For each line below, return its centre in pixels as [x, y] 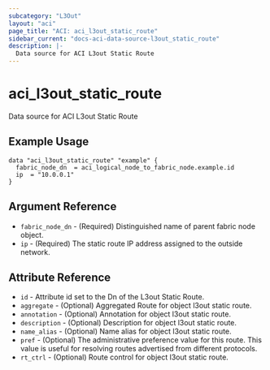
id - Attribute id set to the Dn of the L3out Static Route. [112, 297]
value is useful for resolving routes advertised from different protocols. [139, 349]
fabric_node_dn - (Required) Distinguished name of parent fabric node [138, 226]
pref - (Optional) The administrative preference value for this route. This [141, 340]
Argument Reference [63, 207]
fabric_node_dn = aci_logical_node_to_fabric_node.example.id [125, 167]
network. [35, 252]
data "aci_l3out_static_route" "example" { [83, 160]
